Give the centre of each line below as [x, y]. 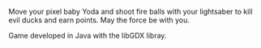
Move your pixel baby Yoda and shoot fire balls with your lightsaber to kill [130, 12]
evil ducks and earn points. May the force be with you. [99, 20]
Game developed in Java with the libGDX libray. [88, 36]
